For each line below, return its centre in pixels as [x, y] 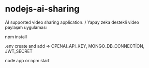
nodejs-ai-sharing [42, 9]
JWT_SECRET [19, 51]
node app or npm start [27, 60]
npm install [16, 37]
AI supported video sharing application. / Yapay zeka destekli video [72, 22]
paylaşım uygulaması [26, 27]
